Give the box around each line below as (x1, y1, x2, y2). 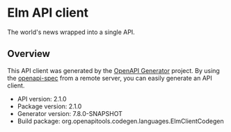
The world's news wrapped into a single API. (7, 28, 136, 36)
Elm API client (7, 5, 89, 21)
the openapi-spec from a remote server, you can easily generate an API (7, 74, 212, 82)
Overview (7, 48, 51, 60)
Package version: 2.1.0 (17, 102, 82, 110)
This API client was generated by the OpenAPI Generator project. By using (7, 66, 221, 74)
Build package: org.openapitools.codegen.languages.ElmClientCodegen (17, 117, 224, 125)
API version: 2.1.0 (17, 94, 67, 103)
